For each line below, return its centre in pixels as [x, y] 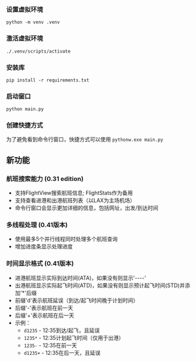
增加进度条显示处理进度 [44, 246]
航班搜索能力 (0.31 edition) [45, 179]
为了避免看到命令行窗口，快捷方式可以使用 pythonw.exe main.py [85, 140]
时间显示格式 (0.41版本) [40, 264]
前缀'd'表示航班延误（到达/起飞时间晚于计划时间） [76, 300]
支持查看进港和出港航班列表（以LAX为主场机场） [75, 200]
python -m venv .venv [33, 22]
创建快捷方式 [25, 125]
